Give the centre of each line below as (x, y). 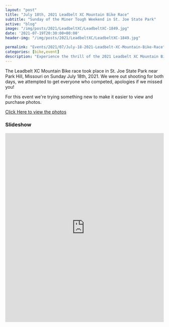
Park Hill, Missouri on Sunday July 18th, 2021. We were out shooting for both (84, 76)
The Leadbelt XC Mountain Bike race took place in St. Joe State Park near (82, 71)
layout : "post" (21, 10)
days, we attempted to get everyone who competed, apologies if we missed (84, 82)
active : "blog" (21, 24)
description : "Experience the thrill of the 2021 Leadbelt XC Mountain (82, 56)
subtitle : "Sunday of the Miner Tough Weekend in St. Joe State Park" (81, 19)
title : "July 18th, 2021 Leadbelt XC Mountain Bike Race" (67, 15)
